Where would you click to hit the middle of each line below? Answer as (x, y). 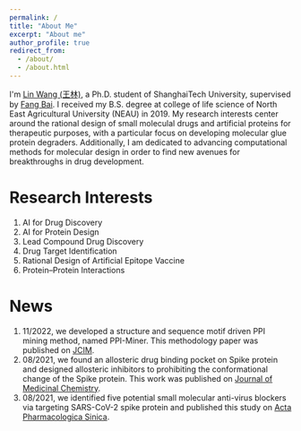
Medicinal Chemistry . (61, 388)
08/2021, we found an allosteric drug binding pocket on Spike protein (150, 359)
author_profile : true (50, 43)
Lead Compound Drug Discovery (83, 241)
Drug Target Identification (70, 251)
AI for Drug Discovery (62, 222)
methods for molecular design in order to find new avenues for (125, 151)
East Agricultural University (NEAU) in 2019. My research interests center (144, 114)
